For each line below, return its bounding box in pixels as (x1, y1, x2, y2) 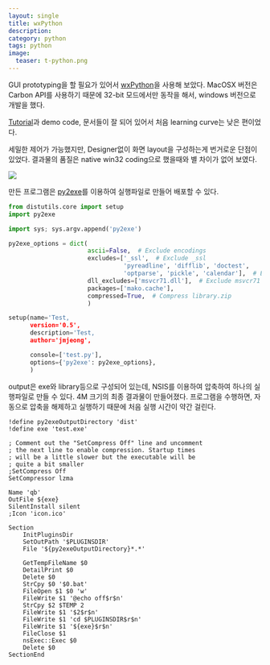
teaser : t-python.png (15, 57, 88, 65)
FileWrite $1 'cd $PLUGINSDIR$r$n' (22, 615, 142, 623)
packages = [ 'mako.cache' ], (87, 284, 174, 293)
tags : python (8, 42, 52, 50)
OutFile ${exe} (8, 495, 59, 504)
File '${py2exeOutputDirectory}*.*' (22, 545, 146, 553)
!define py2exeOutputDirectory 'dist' (8, 418, 138, 426)
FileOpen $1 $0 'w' (22, 587, 88, 595)
